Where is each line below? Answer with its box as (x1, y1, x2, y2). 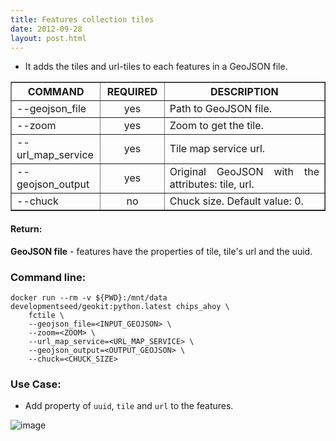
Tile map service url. (169, 142, 266, 156)
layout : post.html (10, 33, 87, 43)
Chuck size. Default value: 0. (169, 194, 304, 208)
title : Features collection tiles (10, 14, 155, 25)
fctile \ (28, 310, 65, 320)
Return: (10, 222, 43, 235)
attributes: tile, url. (169, 177, 255, 191)
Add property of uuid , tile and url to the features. (24, 400, 234, 412)
